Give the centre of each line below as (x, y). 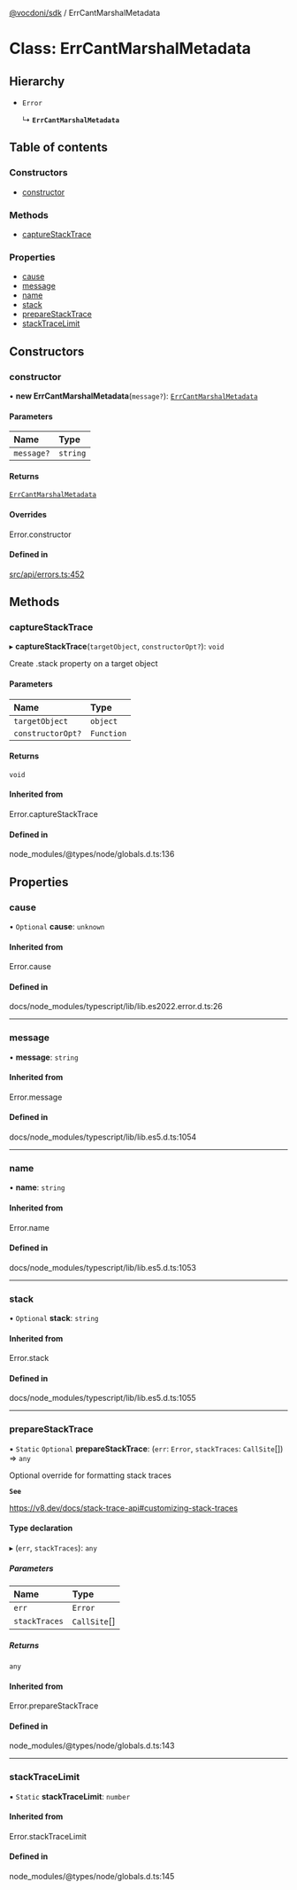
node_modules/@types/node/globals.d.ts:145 (92, 1877)
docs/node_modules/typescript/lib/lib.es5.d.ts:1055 (103, 1398)
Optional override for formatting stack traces (91, 1475)
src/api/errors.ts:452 (47, 574)
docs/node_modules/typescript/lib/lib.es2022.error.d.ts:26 (116, 1007)
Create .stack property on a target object (84, 664)
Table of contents (58, 148)
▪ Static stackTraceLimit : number (70, 1796)
